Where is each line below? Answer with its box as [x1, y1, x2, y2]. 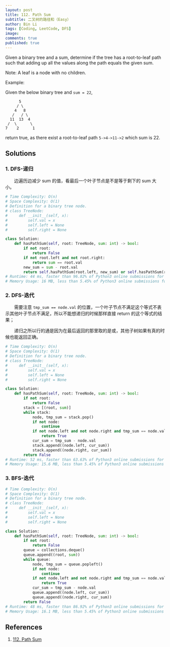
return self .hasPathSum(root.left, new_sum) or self [23, 269, 137, 274]
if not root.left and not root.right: [23, 255, 105, 260]
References [5, 623, 42, 631]
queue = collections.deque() [23, 548, 85, 553]
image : [5, 31, 19, 36]
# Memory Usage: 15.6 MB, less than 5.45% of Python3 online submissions [5, 462, 164, 467]
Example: [5, 79, 25, 85]
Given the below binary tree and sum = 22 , [5, 89, 93, 95]
